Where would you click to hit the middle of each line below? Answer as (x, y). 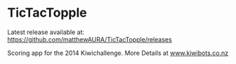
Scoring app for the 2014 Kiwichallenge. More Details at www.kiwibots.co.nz (118, 53)
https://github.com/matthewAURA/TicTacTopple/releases (90, 39)
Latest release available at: (46, 32)
